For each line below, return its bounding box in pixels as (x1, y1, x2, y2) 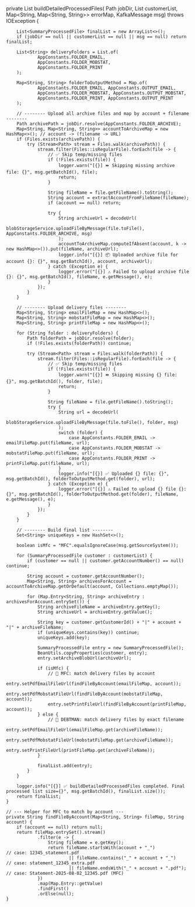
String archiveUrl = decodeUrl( (58, 215, 137, 221)
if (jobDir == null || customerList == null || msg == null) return (16, 34, 187, 40)
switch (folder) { (58, 430, 103, 436)
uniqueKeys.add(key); (37, 635, 90, 641)
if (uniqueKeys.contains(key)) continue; (37, 629, 140, 635)
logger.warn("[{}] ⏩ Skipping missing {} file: (58, 372, 177, 378)
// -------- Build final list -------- (16, 527, 114, 533)
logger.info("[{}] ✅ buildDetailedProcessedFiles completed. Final (16, 783, 185, 789)
